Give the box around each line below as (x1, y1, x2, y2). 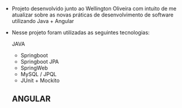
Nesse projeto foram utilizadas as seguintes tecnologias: (11, 29, 150, 36)
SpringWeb (20, 64, 48, 71)
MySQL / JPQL (20, 71, 57, 77)
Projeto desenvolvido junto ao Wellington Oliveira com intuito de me (11, 5, 177, 12)
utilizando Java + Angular (11, 18, 74, 24)
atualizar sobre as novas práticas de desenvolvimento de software (11, 11, 174, 18)
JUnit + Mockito (20, 77, 60, 84)
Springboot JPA (20, 58, 59, 65)
